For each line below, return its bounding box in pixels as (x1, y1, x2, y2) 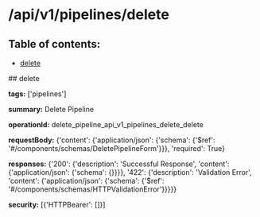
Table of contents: (8, 37, 101, 51)
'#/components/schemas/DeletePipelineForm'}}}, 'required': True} (8, 144, 225, 153)
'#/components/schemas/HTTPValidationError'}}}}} (8, 184, 177, 194)
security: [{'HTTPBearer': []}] (8, 200, 106, 209)
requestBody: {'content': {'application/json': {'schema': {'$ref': (8, 135, 215, 145)
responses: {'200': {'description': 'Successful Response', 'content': (8, 159, 230, 169)
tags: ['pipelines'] (8, 89, 67, 99)
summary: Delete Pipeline (8, 105, 94, 114)
